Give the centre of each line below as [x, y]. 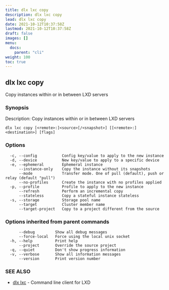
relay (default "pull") [30, 178]
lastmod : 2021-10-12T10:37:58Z [38, 29]
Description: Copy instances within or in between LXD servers [70, 119]
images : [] [17, 39]
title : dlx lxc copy [27, 10]
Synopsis [17, 107]
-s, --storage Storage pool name [55, 200]
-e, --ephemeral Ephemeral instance [56, 165]
